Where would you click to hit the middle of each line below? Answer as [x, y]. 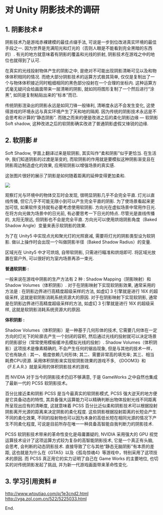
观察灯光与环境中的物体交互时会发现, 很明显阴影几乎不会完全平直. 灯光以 [78, 195]
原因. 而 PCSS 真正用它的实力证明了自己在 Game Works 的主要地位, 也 [84, 459]
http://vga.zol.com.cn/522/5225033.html [46, 498]
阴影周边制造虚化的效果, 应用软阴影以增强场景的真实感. [60, 165]
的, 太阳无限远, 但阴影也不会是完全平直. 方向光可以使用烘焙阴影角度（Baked [81, 219]
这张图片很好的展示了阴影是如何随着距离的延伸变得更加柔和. [65, 175]
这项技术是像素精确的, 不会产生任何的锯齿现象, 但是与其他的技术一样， [84, 348]
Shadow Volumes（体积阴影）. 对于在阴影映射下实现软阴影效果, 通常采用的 [80, 285]
